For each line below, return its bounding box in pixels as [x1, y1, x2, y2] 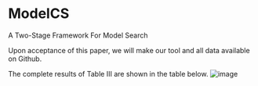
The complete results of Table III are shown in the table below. [8, 69, 209, 78]
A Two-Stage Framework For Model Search [8, 30, 148, 40]
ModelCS [8, 5, 70, 23]
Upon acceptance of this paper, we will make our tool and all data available [8, 45, 250, 55]
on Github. [8, 54, 42, 63]
